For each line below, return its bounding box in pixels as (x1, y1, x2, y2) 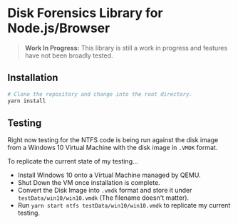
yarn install (7, 97, 46, 105)
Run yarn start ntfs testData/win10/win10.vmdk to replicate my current (17, 201, 231, 210)
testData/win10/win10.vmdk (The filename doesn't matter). (17, 193, 190, 202)
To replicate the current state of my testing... (7, 157, 138, 166)
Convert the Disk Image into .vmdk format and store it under (17, 186, 192, 195)
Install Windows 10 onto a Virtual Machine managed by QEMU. (17, 171, 201, 179)
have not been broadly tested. (24, 51, 113, 60)
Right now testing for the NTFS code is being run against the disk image (7, 136, 219, 144)
